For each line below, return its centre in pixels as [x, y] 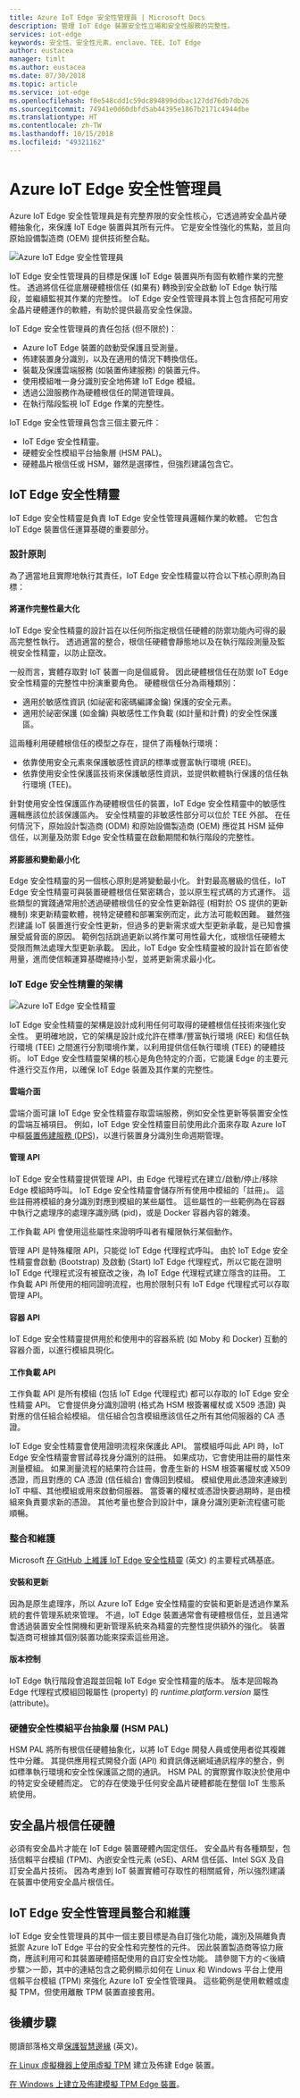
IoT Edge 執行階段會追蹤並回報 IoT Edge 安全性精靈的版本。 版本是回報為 [144, 1681]
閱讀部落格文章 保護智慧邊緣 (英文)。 [76, 2046]
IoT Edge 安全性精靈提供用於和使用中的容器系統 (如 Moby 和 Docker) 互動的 [149, 1339]
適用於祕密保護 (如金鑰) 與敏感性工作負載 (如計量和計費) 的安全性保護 [150, 713]
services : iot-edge [46, 34]
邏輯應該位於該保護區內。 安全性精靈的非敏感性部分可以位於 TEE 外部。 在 [146, 815]
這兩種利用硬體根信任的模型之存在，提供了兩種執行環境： [115, 743]
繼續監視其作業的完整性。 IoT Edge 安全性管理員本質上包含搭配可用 [157, 298]
